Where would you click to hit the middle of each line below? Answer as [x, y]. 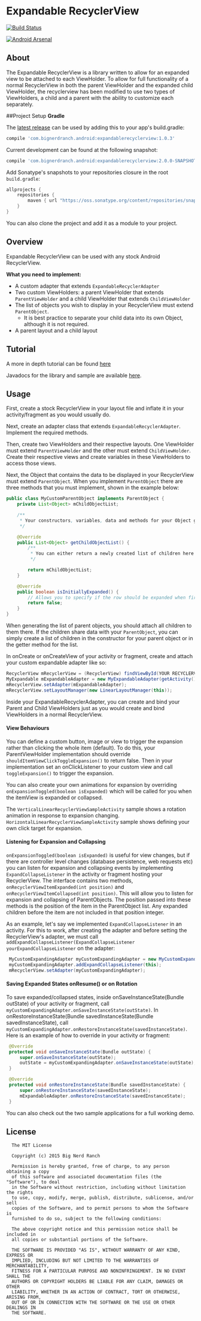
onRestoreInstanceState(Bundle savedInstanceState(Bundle [80, 1016]
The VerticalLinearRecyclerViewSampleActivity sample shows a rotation [96, 809]
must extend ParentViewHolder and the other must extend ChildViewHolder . [99, 451]
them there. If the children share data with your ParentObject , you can [92, 632]
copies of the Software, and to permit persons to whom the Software [100, 1209]
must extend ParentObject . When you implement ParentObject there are [95, 481]
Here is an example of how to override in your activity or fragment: [88, 1035]
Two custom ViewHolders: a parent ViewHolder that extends [89, 292]
